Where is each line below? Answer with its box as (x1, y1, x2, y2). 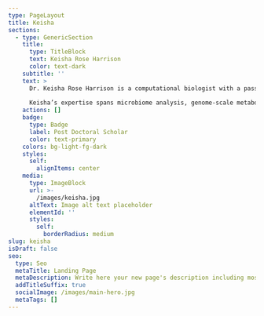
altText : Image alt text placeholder (28, 201, 153, 209)
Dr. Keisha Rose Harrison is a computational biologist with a (28, 84, 241, 93)
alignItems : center (36, 165, 101, 173)
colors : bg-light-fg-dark (22, 143, 108, 151)
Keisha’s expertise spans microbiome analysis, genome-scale (28, 99, 234, 107)
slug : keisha (8, 238, 51, 245)
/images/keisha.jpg (36, 194, 101, 202)
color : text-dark (28, 63, 86, 71)
